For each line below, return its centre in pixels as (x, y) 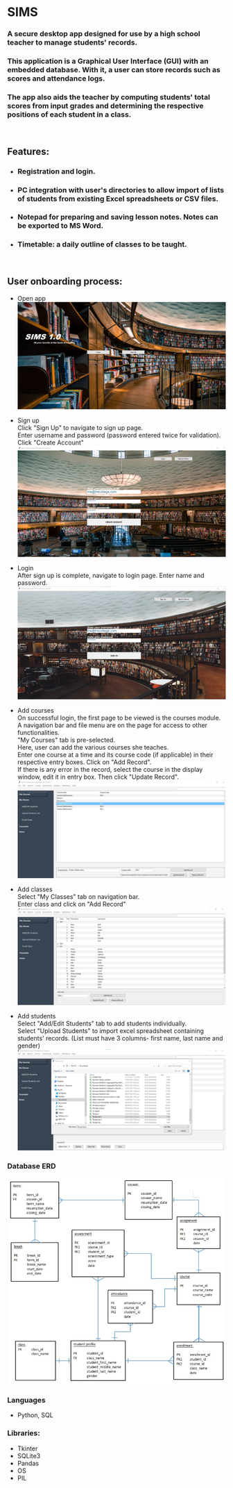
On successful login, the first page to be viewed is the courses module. (119, 718)
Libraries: (24, 1433)
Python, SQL (35, 1415)
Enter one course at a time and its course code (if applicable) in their (115, 754)
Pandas (28, 1463)
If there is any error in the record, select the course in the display (110, 769)
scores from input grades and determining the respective (105, 106)
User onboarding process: (65, 282)
